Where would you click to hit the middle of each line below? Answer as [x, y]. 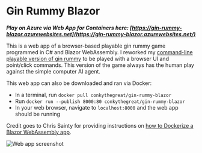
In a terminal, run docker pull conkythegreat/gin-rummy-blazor [93, 95]
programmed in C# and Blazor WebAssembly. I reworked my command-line [100, 52]
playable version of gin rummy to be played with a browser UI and [88, 58]
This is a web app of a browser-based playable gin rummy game [86, 46]
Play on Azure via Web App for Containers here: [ [69, 28]
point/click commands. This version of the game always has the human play [100, 65]
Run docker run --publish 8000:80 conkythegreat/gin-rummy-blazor [100, 101]
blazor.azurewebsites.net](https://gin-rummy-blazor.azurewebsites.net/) [101, 34]
